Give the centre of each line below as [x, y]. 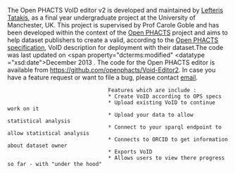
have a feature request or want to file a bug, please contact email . [103, 77]
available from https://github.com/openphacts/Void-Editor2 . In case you [112, 70]
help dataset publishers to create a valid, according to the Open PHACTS [113, 40]
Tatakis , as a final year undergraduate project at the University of [101, 18]
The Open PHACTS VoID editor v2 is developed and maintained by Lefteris [115, 10]
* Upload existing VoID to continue [162, 103]
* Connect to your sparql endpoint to [165, 127]
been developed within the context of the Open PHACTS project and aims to [118, 32]
